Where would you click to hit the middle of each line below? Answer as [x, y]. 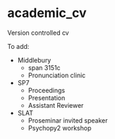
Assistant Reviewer [56, 105]
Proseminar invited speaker [68, 120]
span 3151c [44, 67]
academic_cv [47, 13]
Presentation [47, 98]
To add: [18, 46]
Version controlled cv [38, 33]
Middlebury [34, 60]
